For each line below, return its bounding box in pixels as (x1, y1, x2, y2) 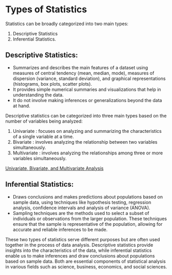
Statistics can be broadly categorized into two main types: (5, 21, 128, 27)
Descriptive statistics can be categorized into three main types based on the (5, 112, 167, 119)
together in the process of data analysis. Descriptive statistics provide (5, 242, 154, 248)
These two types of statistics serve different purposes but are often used (5, 236, 160, 242)
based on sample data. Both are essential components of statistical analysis (5, 258, 166, 264)
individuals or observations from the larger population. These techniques (12, 215, 167, 222)
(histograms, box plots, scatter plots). (12, 81, 92, 87)
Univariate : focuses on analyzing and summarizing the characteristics (12, 128, 162, 134)
